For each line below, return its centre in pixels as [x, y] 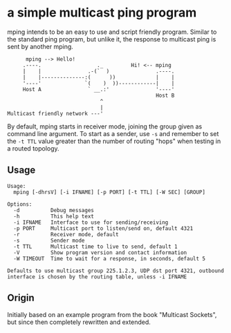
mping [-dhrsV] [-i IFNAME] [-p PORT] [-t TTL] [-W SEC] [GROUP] [110, 192]
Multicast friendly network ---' [55, 113]
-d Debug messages [54, 210]
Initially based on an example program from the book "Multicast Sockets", [112, 314]
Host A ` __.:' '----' [99, 89]
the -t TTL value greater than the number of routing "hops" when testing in [114, 141]
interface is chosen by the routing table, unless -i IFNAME [97, 277]
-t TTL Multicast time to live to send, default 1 [95, 247]
